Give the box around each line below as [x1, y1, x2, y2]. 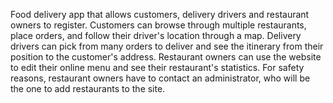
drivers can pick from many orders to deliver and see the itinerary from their [10, 40, 324, 52]
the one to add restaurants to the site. [10, 83, 166, 94]
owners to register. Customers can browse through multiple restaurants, [10, 19, 307, 31]
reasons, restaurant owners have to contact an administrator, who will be [10, 72, 311, 84]
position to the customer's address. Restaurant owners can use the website [10, 51, 322, 63]
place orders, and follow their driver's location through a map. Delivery [10, 30, 302, 41]
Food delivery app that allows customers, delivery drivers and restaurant [10, 9, 310, 20]
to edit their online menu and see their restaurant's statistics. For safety [10, 62, 305, 73]
